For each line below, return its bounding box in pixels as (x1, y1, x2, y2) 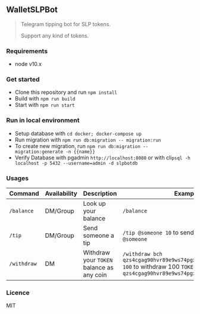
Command (9, 190, 40, 197)
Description (83, 190, 117, 197)
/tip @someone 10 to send (123, 228, 195, 237)
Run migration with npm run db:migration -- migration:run (14, 136, 161, 143)
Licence (6, 288, 30, 297)
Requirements (6, 47, 48, 55)
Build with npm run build (14, 95, 76, 102)
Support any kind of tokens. (20, 32, 89, 39)
